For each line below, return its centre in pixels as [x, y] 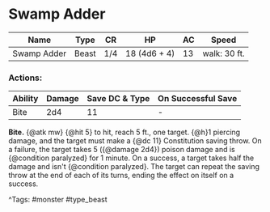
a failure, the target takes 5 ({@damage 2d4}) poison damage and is [122, 150]
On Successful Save [197, 99]
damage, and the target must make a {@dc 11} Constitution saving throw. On [135, 141]
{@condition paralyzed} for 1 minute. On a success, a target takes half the [131, 158]
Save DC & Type [118, 99]
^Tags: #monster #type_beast [58, 200]
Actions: [25, 78]
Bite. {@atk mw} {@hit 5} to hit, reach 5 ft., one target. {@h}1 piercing [124, 132]
